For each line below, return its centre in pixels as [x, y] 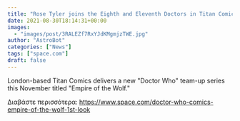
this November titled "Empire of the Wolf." [69, 88]
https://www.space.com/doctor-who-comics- [146, 102]
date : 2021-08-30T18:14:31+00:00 [57, 21]
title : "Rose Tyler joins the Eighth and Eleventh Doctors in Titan [111, 14]
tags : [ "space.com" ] [38, 54]
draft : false [27, 60]
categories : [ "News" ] [40, 47]
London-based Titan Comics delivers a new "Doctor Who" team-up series [116, 80]
